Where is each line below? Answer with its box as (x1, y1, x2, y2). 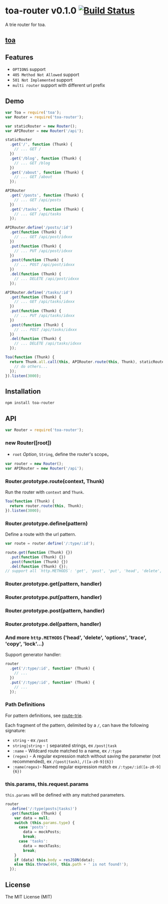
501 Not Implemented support (12, 77, 73, 83)
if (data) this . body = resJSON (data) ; (14, 857, 95, 862)
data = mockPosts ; (23, 829, 61, 834)
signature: (5, 727, 26, 733)
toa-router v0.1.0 (5, 5, 76, 16)
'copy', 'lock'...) (5, 640, 44, 647)
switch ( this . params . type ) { (14, 820, 75, 825)
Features (5, 53, 33, 61)
